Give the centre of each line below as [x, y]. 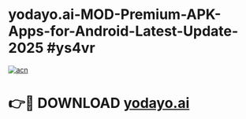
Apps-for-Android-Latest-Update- [123, 31]
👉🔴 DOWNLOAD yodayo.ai [99, 103]
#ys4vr [71, 48]
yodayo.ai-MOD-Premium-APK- [115, 15]
